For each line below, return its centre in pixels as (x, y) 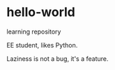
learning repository (34, 31)
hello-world (41, 12)
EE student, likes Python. (42, 45)
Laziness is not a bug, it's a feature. (58, 58)
